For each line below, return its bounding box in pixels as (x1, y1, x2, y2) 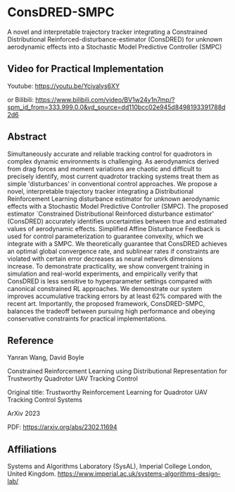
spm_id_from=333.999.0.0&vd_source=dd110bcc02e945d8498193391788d (7, 103, 226, 111)
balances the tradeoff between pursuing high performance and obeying (7, 307, 215, 315)
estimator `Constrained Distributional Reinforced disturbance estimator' (7, 209, 215, 218)
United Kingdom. (7, 469, 56, 478)
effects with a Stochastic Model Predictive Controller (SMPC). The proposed (7, 202, 229, 210)
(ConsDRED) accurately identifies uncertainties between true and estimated (7, 216, 227, 226)
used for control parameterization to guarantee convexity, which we (7, 232, 204, 240)
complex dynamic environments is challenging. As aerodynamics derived (7, 156, 220, 166)
